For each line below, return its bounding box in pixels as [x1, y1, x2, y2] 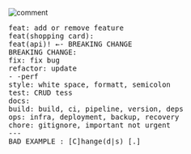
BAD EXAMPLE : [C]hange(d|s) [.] [8, 137, 142, 146]
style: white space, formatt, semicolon [8, 80, 172, 89]
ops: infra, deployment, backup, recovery [8, 113, 180, 122]
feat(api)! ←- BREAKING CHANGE [8, 40, 133, 49]
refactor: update [8, 64, 77, 73]
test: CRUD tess [8, 88, 73, 97]
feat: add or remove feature [8, 24, 124, 32]
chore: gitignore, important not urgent [8, 121, 172, 130]
